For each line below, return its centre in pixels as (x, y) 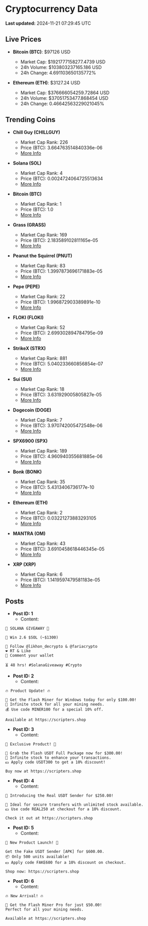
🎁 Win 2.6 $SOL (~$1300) (32, 638)
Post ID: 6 (23, 881)
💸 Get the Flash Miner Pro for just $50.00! (54, 905)
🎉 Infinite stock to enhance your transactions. (58, 758)
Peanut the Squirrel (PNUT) (42, 256)
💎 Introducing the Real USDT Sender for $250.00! (60, 796)
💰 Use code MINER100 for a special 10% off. (54, 710)
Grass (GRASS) (29, 225)
